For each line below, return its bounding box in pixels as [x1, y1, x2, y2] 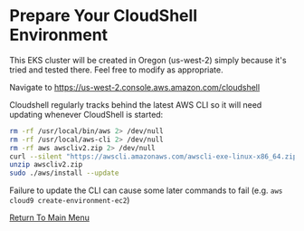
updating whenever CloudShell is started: [9, 109, 164, 120]
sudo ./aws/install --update [9, 168, 119, 178]
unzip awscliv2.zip [9, 160, 83, 169]
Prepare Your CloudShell [9, 5, 197, 26]
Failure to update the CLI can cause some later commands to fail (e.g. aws [9, 185, 283, 196]
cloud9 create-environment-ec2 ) [9, 195, 130, 206]
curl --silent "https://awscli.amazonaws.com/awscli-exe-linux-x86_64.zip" [9, 151, 301, 161]
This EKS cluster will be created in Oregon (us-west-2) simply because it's [9, 54, 287, 65]
